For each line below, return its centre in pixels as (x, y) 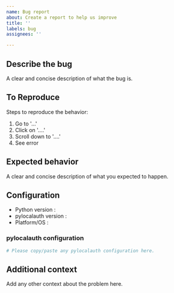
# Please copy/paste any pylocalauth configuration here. (80, 251)
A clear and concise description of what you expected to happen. (87, 176)
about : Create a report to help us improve (62, 17)
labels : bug (21, 29)
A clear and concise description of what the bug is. (70, 78)
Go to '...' (26, 124)
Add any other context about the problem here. (65, 284)
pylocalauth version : (41, 216)
